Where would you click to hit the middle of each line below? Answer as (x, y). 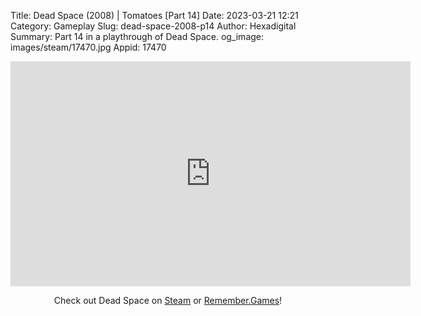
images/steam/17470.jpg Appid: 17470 (88, 47)
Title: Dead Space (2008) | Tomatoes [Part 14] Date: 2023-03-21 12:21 (154, 15)
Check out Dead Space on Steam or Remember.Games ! (168, 300)
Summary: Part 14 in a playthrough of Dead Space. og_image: (137, 36)
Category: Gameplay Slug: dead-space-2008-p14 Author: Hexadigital (153, 26)
